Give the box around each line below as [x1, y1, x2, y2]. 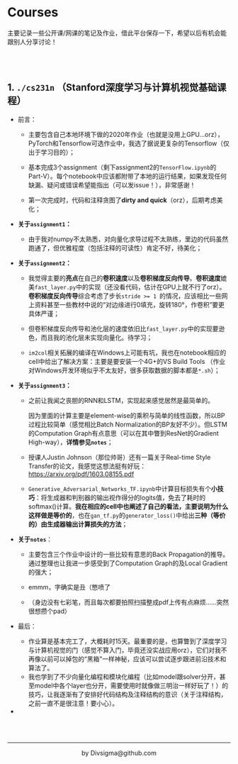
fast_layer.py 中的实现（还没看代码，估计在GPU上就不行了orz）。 [34, 282, 226, 291]
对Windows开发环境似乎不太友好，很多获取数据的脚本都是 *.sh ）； [28, 366, 221, 375]
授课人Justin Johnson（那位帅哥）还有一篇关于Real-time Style [28, 453, 211, 461]
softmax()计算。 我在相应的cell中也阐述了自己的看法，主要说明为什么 [28, 502, 229, 511]
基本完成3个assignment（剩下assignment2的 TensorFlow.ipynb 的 [28, 162, 217, 171]
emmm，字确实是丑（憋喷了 [28, 582, 111, 591]
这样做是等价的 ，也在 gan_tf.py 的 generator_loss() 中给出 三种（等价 [28, 511, 226, 519]
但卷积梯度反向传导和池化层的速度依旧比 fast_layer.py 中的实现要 [28, 324, 219, 333]
